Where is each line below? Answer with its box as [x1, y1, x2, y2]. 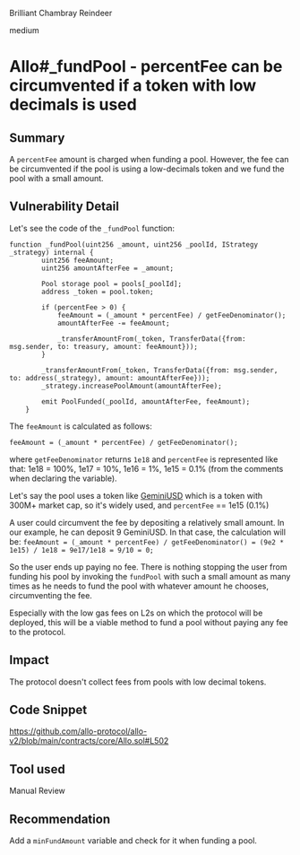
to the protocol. [9, 626, 66, 637]
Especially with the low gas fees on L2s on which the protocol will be [9, 607, 263, 618]
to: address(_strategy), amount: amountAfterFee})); [9, 373, 210, 382]
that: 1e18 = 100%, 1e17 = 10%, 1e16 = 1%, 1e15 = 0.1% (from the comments [9, 463, 284, 474]
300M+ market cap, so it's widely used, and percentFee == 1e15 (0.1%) [9, 500, 270, 510]
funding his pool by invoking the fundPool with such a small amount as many [9, 571, 291, 581]
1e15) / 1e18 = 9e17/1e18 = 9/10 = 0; [9, 545, 154, 554]
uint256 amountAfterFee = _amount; [41, 264, 175, 273]
